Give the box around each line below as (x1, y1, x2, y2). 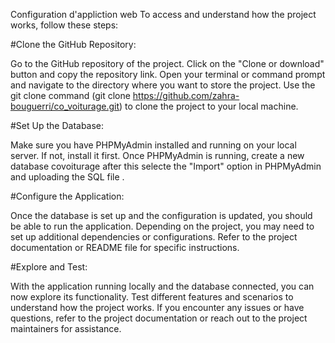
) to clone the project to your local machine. (118, 100, 299, 112)
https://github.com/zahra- (132, 90, 240, 101)
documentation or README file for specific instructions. (10, 242, 240, 253)
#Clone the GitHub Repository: (10, 39, 137, 50)
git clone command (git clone (10, 90, 131, 101)
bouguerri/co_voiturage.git (10, 100, 120, 112)
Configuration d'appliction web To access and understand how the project (10, 9, 317, 20)
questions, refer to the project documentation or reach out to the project (10, 312, 308, 324)
